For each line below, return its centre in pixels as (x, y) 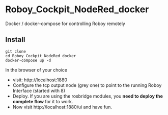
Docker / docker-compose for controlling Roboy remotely (65, 24)
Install (15, 40)
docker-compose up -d (28, 60)
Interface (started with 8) (39, 90)
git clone (16, 51)
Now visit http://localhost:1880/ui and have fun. (62, 107)
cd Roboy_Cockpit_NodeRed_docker (41, 56)
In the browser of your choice (36, 70)
